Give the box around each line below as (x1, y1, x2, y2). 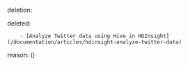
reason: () (7, 51, 36, 59)
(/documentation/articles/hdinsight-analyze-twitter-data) (7, 39, 182, 46)
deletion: (7, 6, 33, 14)
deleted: (7, 19, 31, 27)
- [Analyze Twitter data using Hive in (19, 32, 136, 39)
